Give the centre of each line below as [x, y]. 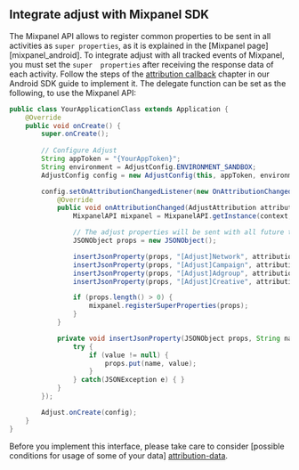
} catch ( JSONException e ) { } [129, 380]
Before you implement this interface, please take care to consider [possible [147, 446]
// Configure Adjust [79, 150]
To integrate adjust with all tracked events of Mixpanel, [184, 55]
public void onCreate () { [73, 126]
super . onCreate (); [75, 134]
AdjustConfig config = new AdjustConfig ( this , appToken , [149, 175]
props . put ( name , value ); [151, 363]
